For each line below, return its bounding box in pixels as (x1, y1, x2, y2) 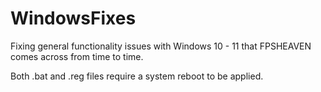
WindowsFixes (10, 7, 137, 30)
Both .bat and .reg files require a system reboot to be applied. (10, 70, 264, 82)
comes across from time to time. (10, 50, 144, 62)
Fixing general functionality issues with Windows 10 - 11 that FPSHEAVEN (10, 40, 312, 52)
